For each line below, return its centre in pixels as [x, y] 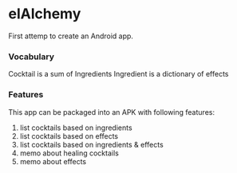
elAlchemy [45, 14]
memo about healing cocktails [69, 153]
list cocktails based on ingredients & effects [91, 144]
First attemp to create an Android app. [71, 36]
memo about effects [53, 161]
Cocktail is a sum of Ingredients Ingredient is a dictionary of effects [118, 74]
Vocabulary [31, 57]
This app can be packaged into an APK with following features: [112, 112]
